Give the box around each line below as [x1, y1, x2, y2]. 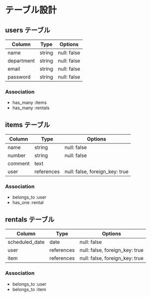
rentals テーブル [5, 215, 54, 223]
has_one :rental [12, 200, 44, 206]
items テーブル [5, 120, 50, 129]
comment [7, 160, 30, 167]
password [7, 74, 31, 80]
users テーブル [5, 26, 50, 34]
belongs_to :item [12, 286, 47, 292]
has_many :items [12, 100, 47, 106]
